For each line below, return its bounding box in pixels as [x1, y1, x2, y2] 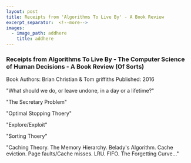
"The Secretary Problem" [6, 99, 68, 106]
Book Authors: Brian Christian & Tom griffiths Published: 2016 [6, 76, 155, 83]
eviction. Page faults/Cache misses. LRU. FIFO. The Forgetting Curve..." [6, 150, 179, 157]
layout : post [6, 8, 38, 15]
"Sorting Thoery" [6, 133, 48, 140]
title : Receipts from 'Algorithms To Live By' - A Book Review [6, 14, 165, 20]
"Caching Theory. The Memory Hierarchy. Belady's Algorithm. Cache [6, 144, 173, 151]
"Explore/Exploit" [6, 121, 48, 128]
